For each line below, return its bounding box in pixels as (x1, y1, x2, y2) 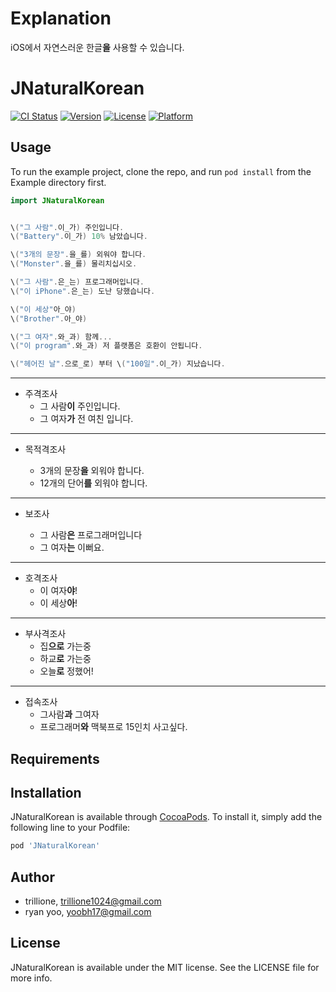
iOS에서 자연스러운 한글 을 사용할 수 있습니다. (10, 41, 185, 53)
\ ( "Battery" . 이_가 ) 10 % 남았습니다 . (10, 232, 148, 242)
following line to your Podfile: (10, 822, 131, 834)
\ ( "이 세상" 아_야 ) (10, 304, 77, 314)
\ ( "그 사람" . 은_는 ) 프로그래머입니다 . (10, 277, 145, 287)
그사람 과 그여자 (39, 708, 100, 721)
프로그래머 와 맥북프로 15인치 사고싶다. (39, 721, 188, 733)
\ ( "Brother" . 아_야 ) (10, 313, 88, 324)
